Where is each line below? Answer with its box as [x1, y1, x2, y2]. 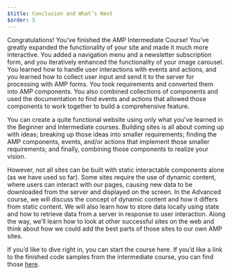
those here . [7, 260, 40, 268]
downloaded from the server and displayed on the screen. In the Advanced [7, 188, 222, 196]
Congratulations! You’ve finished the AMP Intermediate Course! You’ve [7, 35, 209, 44]
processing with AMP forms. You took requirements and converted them [7, 80, 213, 88]
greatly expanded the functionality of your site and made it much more [7, 43, 209, 51]
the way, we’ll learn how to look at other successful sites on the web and [7, 217, 215, 225]
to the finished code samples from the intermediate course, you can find [7, 252, 213, 260]
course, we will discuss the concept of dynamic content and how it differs [7, 195, 218, 203]
